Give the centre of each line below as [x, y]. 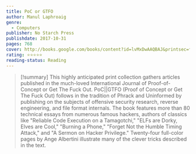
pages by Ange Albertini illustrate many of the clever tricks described [104, 139]
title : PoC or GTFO [30, 11]
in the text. [33, 145]
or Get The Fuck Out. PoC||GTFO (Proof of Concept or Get [112, 89]
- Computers [26, 28]
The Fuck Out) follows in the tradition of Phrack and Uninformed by [101, 95]
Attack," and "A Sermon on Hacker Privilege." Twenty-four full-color [102, 132]
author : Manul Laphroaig [36, 17]
